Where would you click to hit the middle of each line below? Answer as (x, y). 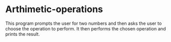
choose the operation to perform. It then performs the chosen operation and (86, 28)
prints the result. (23, 34)
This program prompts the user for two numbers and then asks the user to (84, 23)
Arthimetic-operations (54, 9)
